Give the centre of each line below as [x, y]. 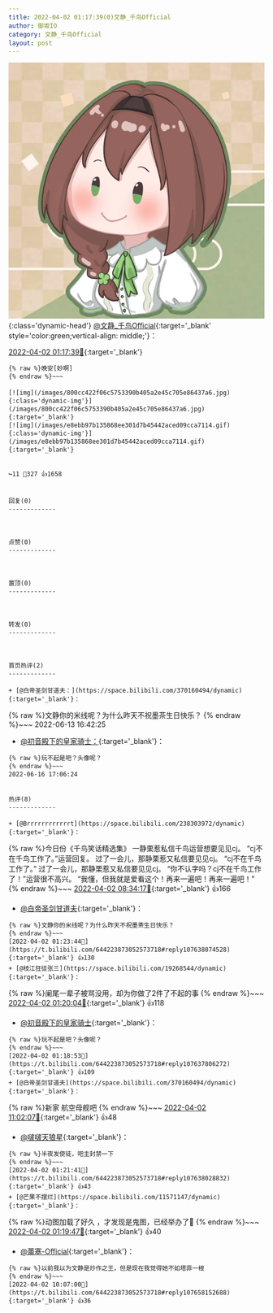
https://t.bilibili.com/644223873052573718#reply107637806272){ [119, 1064]
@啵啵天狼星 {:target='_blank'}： [74, 1137]
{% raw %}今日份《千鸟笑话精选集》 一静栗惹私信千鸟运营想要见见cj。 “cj [132, 849]
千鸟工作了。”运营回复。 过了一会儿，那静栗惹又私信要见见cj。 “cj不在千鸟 [138, 859]
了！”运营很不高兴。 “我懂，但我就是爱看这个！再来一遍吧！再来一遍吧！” [132, 879]
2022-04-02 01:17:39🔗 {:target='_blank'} [76, 352]
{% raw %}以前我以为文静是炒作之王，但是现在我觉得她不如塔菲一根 [106, 1268]
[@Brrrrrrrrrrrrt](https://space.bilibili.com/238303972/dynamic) [130, 824]
